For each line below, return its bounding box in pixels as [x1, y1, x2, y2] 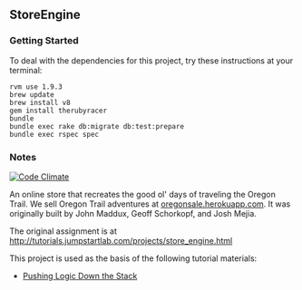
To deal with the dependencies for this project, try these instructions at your [9, 54, 294, 66]
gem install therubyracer [9, 106, 107, 115]
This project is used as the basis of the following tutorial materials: [9, 253, 258, 264]
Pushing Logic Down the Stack [22, 270, 138, 281]
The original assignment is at [9, 226, 118, 237]
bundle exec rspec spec [9, 130, 100, 139]
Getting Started [9, 34, 79, 47]
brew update [9, 90, 54, 99]
